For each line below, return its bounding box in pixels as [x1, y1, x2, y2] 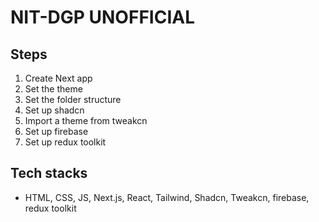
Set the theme [24, 83, 83, 95]
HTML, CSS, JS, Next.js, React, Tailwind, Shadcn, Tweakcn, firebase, [24, 191, 310, 203]
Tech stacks [10, 165, 88, 182]
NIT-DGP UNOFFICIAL [10, 6, 195, 29]
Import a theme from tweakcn [24, 115, 148, 126]
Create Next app [24, 72, 93, 84]
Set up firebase [24, 126, 89, 137]
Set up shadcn [24, 104, 85, 116]
